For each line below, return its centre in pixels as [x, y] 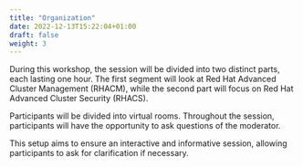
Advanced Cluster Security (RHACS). [79, 99]
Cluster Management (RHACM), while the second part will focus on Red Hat [151, 89]
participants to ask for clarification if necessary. [99, 153]
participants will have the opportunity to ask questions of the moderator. [145, 126]
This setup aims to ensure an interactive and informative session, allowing [148, 143]
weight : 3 [28, 43]
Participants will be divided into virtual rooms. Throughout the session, [142, 116]
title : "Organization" [52, 18]
